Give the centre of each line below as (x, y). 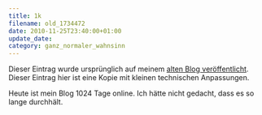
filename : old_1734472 (47, 23)
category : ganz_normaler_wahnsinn (67, 46)
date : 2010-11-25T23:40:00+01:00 (65, 31)
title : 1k (25, 16)
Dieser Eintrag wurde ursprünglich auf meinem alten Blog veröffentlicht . (129, 69)
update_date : (31, 38)
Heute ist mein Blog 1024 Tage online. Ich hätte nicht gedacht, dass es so (131, 93)
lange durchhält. (36, 102)
